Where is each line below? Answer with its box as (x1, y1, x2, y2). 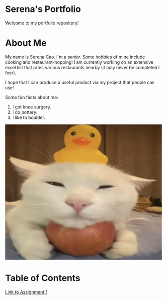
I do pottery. (12, 109, 38, 115)
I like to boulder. (12, 114, 46, 120)
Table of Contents (5, 272, 81, 284)
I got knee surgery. (12, 103, 51, 110)
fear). (5, 70, 16, 76)
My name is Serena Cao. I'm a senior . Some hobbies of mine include (5, 54, 145, 60)
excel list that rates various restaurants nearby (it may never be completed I (5, 64, 160, 70)
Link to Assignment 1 (5, 289, 48, 295)
